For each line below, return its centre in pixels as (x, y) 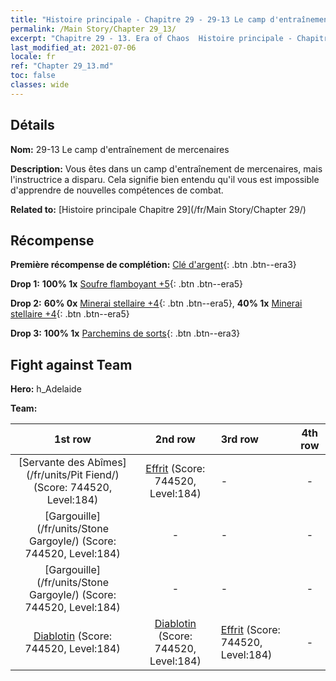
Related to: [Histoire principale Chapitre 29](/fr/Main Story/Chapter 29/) (158, 209)
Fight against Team (71, 364)
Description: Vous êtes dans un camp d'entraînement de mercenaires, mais (166, 168)
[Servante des (51, 463)
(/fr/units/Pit (54, 475)
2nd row (175, 439)
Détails (32, 125)
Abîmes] (107, 463)
